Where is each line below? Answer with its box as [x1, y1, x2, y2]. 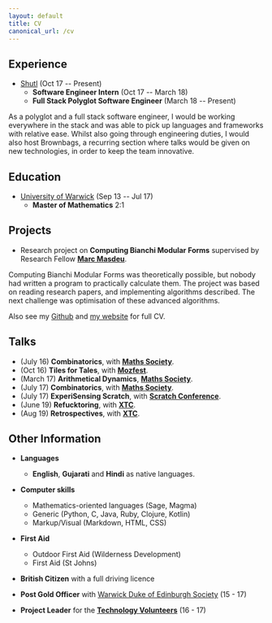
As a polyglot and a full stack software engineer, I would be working [8, 111, 235, 122]
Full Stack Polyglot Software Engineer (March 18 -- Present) [32, 96, 237, 106]
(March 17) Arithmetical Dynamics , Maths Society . [19, 373, 193, 383]
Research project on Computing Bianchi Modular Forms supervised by [19, 245, 260, 255]
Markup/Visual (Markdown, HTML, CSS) [32, 518, 167, 528]
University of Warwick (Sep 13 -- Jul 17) [19, 192, 153, 201]
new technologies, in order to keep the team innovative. [8, 146, 195, 156]
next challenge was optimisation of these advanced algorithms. [8, 295, 221, 305]
